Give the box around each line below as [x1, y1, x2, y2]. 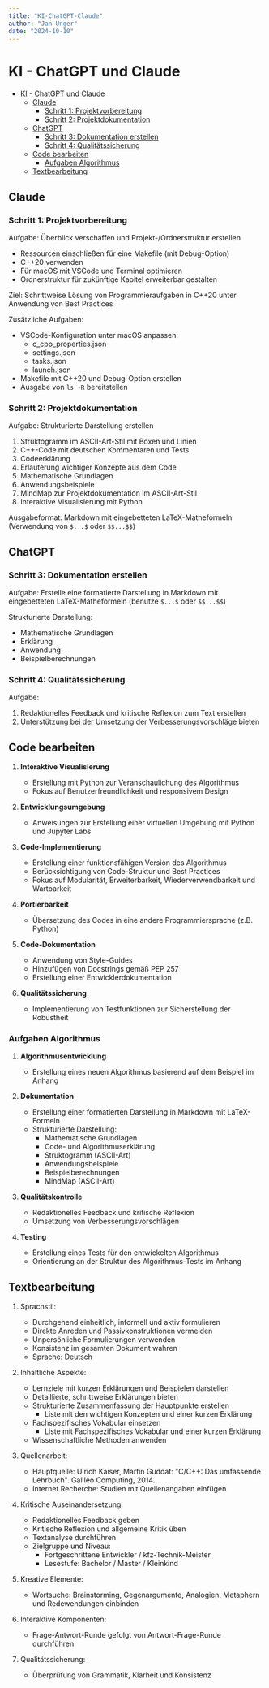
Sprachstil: [19, 1301, 57, 1312]
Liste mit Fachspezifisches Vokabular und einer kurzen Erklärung [44, 1426, 262, 1436]
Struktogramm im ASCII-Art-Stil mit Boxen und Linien [19, 436, 197, 447]
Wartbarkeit [32, 884, 72, 894]
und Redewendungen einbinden [32, 1599, 139, 1608]
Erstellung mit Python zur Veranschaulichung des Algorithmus [32, 777, 240, 788]
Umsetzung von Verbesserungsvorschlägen [32, 1216, 180, 1227]
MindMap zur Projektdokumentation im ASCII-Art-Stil [19, 488, 197, 498]
